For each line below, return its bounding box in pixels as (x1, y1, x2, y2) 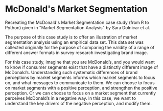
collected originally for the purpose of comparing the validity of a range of (5, 44, 155, 50)
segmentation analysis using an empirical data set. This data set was (5, 39, 144, 45)
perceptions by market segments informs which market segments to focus (5, 74, 155, 80)
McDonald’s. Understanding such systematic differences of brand (5, 69, 138, 75)
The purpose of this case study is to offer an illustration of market (5, 34, 138, 40)
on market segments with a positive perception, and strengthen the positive (5, 85, 158, 91)
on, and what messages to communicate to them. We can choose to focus (5, 79, 155, 86)
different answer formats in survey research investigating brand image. (5, 50, 148, 55)
